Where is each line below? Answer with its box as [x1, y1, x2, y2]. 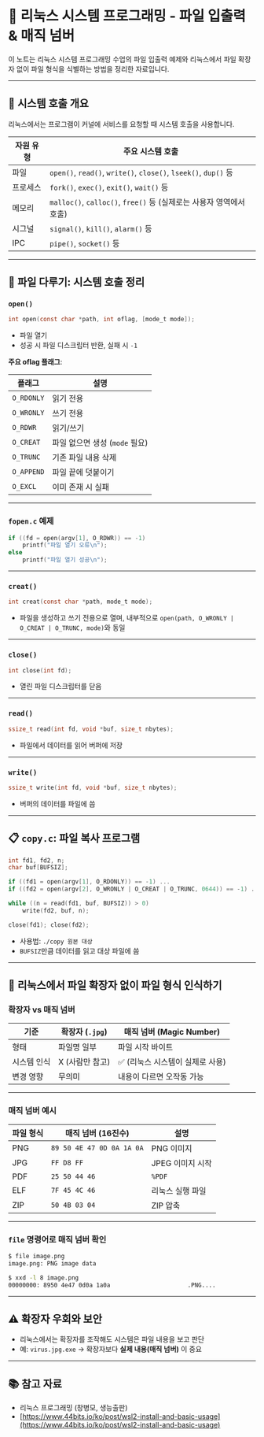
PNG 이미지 [151, 1143, 192, 1154]
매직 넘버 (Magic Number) [123, 1027, 221, 1038]
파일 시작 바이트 [117, 1042, 174, 1053]
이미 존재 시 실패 [52, 482, 110, 493]
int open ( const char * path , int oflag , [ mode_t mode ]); [8, 316, 195, 324]
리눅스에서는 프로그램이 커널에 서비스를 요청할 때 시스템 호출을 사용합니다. [8, 119, 235, 128]
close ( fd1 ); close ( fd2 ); [8, 920, 90, 929]
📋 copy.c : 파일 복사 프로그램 [8, 831, 141, 845]
